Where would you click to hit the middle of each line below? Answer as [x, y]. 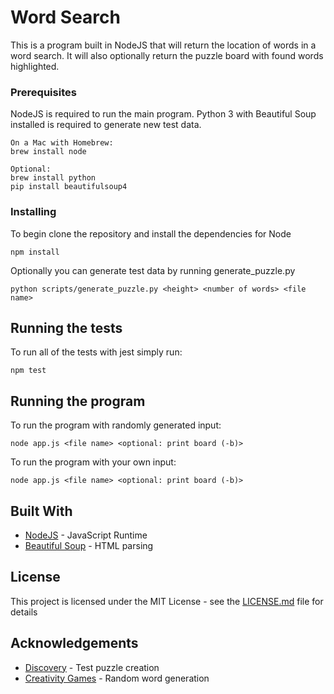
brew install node [48, 152]
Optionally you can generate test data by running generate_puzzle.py [153, 270]
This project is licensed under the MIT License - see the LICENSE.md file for [167, 601]
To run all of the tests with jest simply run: [96, 352]
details [24, 612]
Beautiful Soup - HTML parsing [89, 545]
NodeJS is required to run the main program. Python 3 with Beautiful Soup [163, 114]
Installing [33, 212]
